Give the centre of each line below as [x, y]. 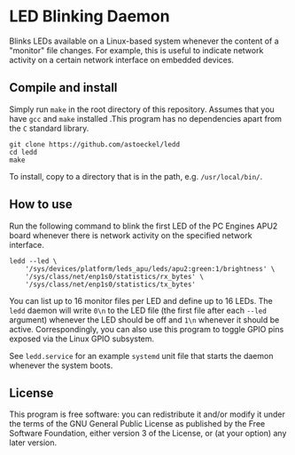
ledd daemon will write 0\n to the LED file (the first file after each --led [138, 310]
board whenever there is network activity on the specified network [131, 235]
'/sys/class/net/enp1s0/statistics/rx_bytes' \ [114, 276]
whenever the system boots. [61, 365]
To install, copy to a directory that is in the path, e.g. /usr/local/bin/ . [136, 176]
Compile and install [63, 88]
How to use [41, 205]
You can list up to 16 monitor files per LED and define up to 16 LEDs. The [141, 300]
